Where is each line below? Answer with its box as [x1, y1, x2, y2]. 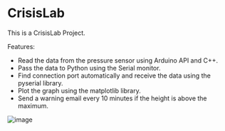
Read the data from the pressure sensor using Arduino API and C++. [17, 56, 219, 65]
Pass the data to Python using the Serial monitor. [17, 63, 161, 72]
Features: [7, 42, 36, 51]
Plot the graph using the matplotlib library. [17, 86, 141, 95]
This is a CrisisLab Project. [7, 28, 85, 37]
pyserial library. [17, 78, 63, 87]
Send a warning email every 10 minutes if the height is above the [17, 94, 208, 103]
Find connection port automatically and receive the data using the [17, 71, 211, 80]
